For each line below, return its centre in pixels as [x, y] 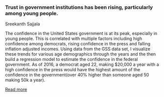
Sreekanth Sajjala [23, 24]
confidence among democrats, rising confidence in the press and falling [78, 44]
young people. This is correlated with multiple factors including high [74, 39]
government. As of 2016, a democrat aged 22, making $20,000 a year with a [82, 64]
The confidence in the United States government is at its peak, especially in [81, 34]
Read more [16, 90]
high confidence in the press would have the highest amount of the [73, 70]
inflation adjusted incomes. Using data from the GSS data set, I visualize [78, 49]
